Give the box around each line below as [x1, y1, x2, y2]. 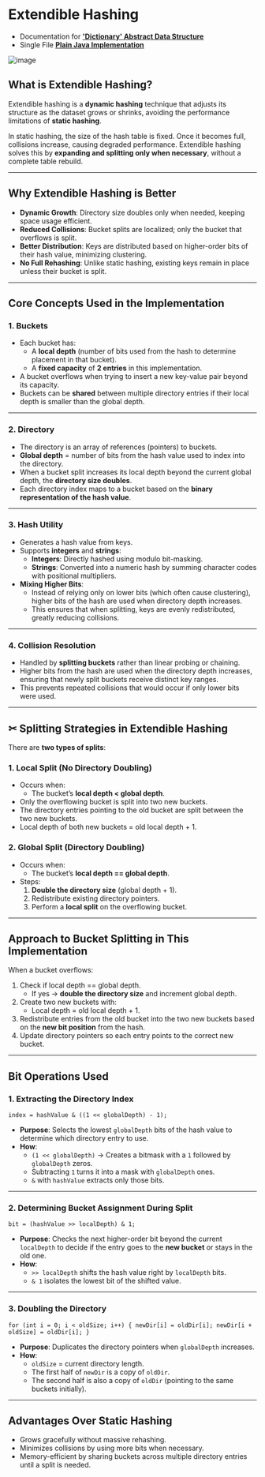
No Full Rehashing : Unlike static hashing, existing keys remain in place [19, 258, 250, 268]
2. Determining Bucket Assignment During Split [8, 1202, 193, 1213]
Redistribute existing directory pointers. [31, 894, 160, 903]
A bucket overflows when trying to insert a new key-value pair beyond [19, 372, 248, 381]
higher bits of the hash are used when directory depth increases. [31, 596, 243, 605]
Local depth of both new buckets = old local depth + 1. [19, 823, 197, 832]
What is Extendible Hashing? [8, 78, 153, 92]
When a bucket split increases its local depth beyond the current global [19, 467, 252, 477]
